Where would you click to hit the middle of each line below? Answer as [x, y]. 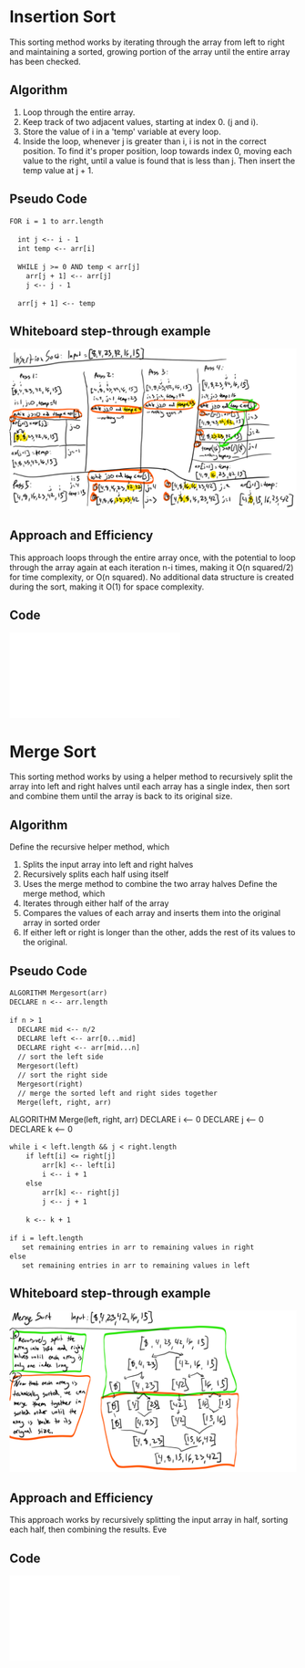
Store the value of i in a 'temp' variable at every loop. [122, 131]
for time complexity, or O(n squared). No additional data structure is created [152, 577]
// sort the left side [61, 1057]
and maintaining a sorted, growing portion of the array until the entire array [150, 51]
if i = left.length [46, 1238]
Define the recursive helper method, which [90, 847]
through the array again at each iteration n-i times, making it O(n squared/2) [152, 567]
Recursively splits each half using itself [96, 874]
